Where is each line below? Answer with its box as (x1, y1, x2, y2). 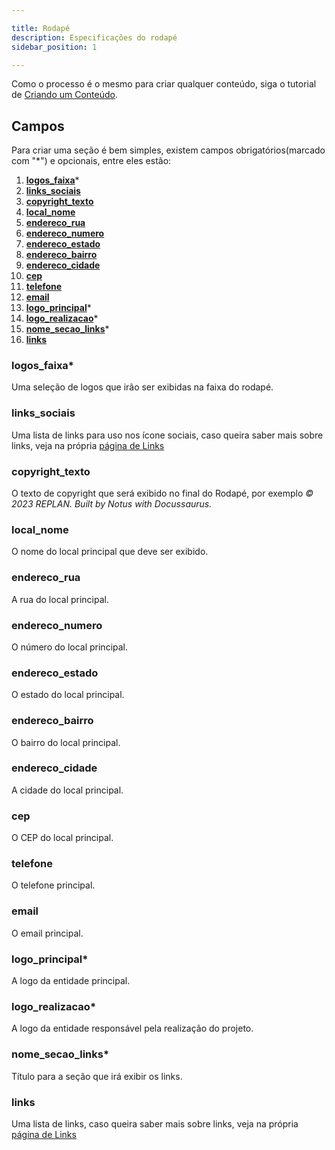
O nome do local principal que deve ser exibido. (11, 546, 209, 558)
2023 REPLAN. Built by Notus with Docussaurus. (11, 498, 213, 510)
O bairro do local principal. (11, 736, 121, 748)
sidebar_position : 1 (11, 42, 98, 52)
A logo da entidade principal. (11, 975, 131, 987)
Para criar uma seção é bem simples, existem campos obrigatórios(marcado (11, 144, 326, 156)
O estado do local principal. (11, 689, 125, 701)
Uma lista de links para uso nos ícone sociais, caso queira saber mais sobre (11, 429, 324, 441)
